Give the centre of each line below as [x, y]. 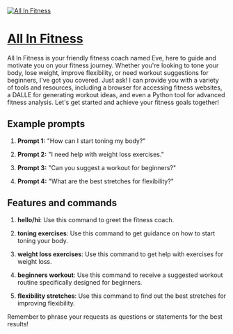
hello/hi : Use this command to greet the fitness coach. [96, 219]
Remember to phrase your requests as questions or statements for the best [115, 317]
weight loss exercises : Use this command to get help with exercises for [120, 254]
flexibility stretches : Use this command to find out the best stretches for [122, 296]
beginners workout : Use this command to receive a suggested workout [120, 275]
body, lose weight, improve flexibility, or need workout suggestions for [108, 72]
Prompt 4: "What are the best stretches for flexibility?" [95, 181]
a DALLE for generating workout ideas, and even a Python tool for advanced [116, 94]
